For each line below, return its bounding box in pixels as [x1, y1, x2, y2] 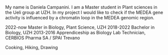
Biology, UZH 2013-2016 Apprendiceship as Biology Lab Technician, [5, 30, 146, 35]
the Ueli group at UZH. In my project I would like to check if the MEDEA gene [5, 9, 163, 15]
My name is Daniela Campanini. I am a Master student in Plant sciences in [5, 4, 157, 10]
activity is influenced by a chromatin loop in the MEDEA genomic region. [5, 15, 154, 20]
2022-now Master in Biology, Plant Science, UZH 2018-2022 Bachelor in [5, 24, 155, 30]
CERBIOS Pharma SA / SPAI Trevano [5, 35, 80, 41]
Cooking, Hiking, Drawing [5, 45, 58, 50]
